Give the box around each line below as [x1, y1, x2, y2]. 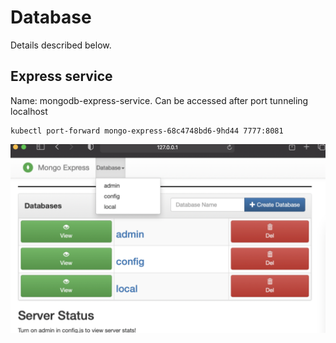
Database [10, 6, 92, 29]
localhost [10, 105, 48, 117]
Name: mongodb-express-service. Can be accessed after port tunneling [10, 94, 309, 106]
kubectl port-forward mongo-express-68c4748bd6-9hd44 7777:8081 [10, 126, 284, 136]
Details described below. [10, 39, 112, 51]
